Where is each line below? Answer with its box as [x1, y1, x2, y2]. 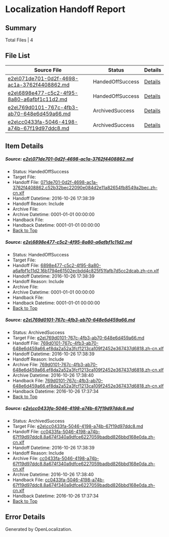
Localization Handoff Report [5, 4, 126, 15]
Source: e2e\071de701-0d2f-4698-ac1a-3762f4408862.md [5, 156, 134, 162]
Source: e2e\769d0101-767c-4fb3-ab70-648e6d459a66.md [5, 316, 135, 323]
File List [5, 51, 30, 60]
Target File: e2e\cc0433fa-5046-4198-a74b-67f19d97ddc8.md [12, 423, 143, 429]
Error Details [5, 513, 45, 521]
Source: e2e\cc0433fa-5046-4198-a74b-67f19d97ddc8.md [5, 405, 134, 411]
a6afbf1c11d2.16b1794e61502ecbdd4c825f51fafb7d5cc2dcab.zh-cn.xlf [12, 268, 159, 274]
